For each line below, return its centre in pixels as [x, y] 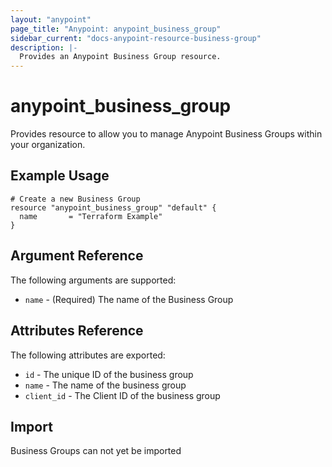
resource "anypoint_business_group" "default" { [113, 207]
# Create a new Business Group [75, 199]
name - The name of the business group [105, 385]
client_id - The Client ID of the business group [122, 395]
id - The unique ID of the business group [109, 374]
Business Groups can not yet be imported [96, 451]
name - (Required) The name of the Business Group [129, 299]
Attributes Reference [77, 331]
